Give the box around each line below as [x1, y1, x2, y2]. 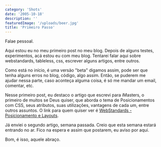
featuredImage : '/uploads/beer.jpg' [5, 20, 79, 26]
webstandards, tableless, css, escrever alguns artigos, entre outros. [5, 58, 140, 64]
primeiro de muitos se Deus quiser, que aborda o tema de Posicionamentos [5, 97, 155, 103]
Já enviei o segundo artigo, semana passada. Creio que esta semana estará [5, 122, 156, 128]
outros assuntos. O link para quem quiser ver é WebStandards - [5, 107, 132, 114]
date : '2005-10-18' [5, 12, 44, 16]
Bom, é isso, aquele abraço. [5, 136, 60, 143]
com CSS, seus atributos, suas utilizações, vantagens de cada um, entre [5, 103, 149, 108]
